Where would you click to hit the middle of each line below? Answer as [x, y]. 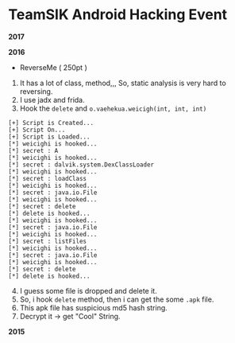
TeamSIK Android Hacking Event [118, 15]
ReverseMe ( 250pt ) [53, 67]
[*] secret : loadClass [48, 178]
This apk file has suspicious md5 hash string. [94, 307]
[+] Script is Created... [51, 123]
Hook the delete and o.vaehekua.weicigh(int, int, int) [113, 108]
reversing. [36, 91]
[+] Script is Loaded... [49, 137]
